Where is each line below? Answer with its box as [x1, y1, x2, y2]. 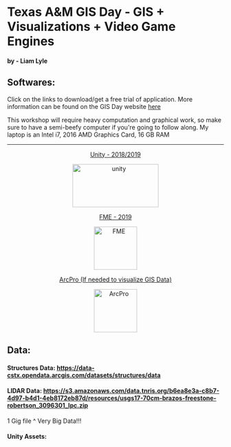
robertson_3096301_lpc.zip [7, 401, 89, 410]
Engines [7, 34, 55, 49]
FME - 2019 [99, 212, 132, 221]
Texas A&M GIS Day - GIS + [7, 4, 165, 20]
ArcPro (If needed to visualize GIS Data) [59, 275, 172, 284]
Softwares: [7, 77, 56, 88]
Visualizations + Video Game [7, 19, 176, 34]
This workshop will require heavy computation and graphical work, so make [7, 115, 222, 124]
